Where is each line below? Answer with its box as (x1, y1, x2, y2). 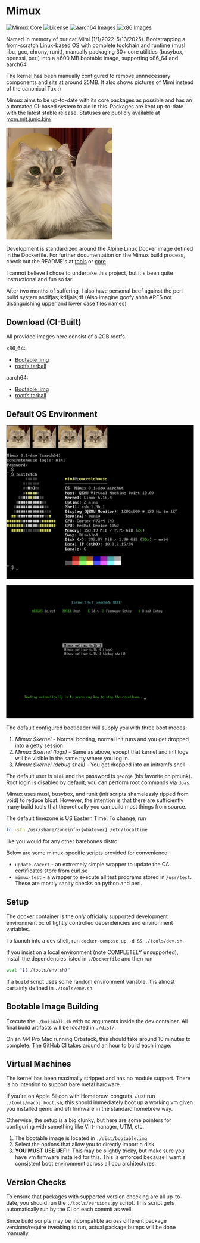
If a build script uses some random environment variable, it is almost (6, 978, 175, 985)
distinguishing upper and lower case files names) (6, 300, 127, 307)
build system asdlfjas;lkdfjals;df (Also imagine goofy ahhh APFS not (6, 293, 173, 300)
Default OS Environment (6, 409, 98, 419)
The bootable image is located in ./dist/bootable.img (14, 1135, 148, 1142)
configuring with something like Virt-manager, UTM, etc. (6, 1123, 145, 1130)
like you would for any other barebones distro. (6, 838, 119, 845)
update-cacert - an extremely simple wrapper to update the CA (14, 861, 170, 868)
